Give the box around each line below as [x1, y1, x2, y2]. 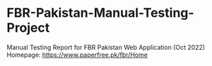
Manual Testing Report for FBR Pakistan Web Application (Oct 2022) [6, 43, 206, 51]
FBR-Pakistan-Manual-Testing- [6, 5, 195, 21]
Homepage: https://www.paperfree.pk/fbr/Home [6, 51, 148, 59]
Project [6, 20, 50, 36]
